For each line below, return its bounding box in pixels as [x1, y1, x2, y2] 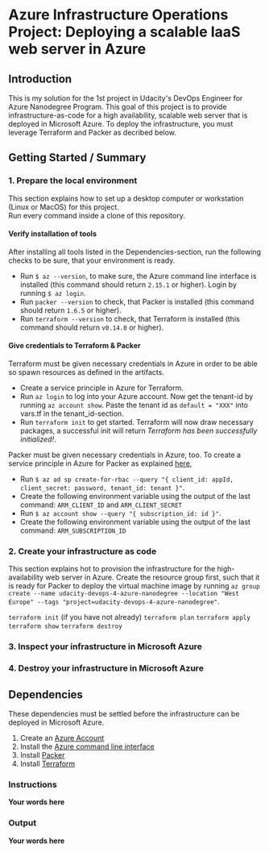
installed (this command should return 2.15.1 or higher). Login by [19, 280, 238, 289]
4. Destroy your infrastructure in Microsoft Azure [8, 663, 204, 674]
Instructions [8, 779, 58, 790]
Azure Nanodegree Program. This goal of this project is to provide [8, 102, 227, 111]
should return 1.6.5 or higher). [19, 305, 122, 315]
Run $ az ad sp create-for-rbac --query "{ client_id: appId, [19, 474, 234, 484]
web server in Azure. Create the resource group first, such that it [45, 572, 260, 582]
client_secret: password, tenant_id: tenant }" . [19, 483, 185, 492]
